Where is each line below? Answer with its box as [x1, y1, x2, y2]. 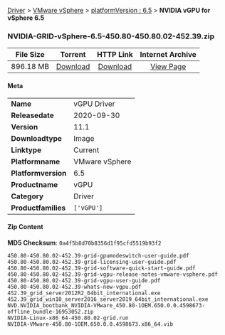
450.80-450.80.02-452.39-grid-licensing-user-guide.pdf [7, 258, 177, 265]
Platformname [11, 156, 61, 166]
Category [11, 191, 44, 201]
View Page [150, 62, 187, 72]
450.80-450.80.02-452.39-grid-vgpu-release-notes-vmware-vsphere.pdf [7, 270, 219, 278]
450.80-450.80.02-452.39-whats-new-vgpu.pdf [7, 283, 142, 290]
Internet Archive [140, 50, 197, 60]
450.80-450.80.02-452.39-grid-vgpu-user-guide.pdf [7, 277, 161, 284]
